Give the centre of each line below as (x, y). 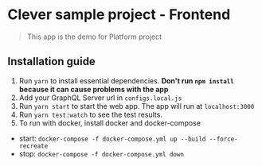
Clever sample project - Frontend (119, 15)
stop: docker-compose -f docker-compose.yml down (102, 153)
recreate (33, 146)
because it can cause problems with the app (94, 89)
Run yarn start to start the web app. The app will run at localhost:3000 (137, 106)
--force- (223, 139)
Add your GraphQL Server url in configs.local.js (100, 98)
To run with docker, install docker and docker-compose (109, 123)
